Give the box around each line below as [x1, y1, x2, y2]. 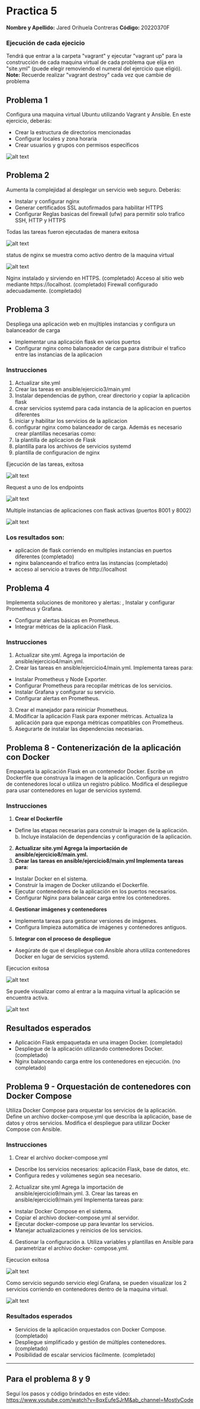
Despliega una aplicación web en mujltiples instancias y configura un [6, 320, 176, 327]
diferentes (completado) [14, 553, 74, 560]
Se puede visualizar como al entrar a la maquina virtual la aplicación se [6, 988, 180, 995]
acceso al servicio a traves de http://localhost [14, 566, 127, 573]
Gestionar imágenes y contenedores [14, 906, 107, 913]
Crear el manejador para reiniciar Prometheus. [14, 706, 129, 713]
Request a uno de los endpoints [6, 483, 84, 490]
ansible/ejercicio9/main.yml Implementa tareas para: [14, 1196, 144, 1203]
